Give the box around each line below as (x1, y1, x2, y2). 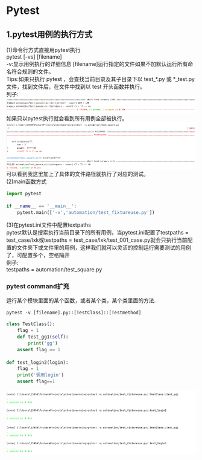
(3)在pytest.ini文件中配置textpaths (6, 221, 92, 228)
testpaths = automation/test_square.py (6, 266, 103, 273)
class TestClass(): (6, 321, 55, 327)
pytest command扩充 (6, 282, 69, 290)
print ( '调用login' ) (17, 372, 65, 378)
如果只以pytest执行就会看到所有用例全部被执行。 (6, 115, 128, 122)
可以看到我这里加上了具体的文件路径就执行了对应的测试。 (6, 170, 149, 177)
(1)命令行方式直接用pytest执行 (6, 47, 81, 53)
